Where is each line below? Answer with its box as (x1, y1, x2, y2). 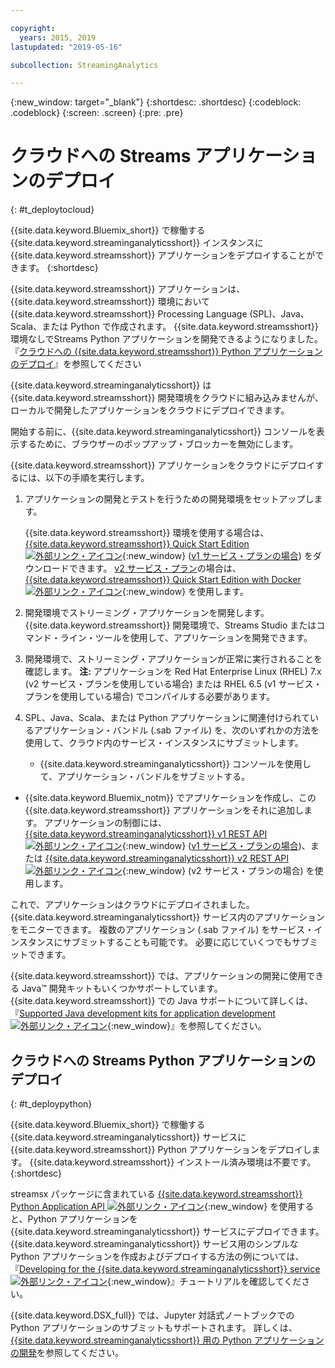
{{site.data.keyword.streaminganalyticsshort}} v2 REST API (44, 852, 290, 865)
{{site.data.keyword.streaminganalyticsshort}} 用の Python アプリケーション (10, 1334, 325, 1346)
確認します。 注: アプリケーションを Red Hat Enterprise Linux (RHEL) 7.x (24, 666, 322, 678)
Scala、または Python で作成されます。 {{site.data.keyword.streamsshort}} (10, 321, 319, 333)
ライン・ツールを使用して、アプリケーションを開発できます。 (59, 632, 313, 644)
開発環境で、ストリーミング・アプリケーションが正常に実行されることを (24, 653, 323, 665)
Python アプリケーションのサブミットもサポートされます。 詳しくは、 (10, 1322, 298, 1333)
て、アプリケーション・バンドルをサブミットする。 (39, 771, 251, 783)
